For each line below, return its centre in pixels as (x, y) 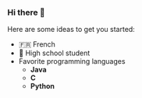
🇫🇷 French (37, 44)
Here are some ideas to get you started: (71, 30)
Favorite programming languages (72, 61)
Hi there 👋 (27, 12)
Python (43, 86)
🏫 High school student (54, 53)
